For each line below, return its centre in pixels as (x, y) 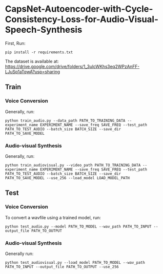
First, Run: (15, 43)
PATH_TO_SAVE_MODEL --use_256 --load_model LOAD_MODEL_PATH (68, 178)
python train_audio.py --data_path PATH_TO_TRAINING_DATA (65, 121)
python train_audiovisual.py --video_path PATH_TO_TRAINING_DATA (73, 165)
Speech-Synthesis (44, 30)
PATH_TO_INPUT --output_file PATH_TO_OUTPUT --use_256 (62, 267)
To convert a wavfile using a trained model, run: (53, 217)
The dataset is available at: (32, 61)
